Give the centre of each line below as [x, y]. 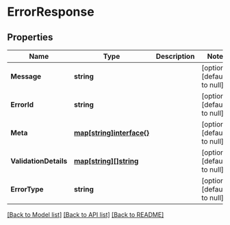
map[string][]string [106, 161]
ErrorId [22, 105]
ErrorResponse [51, 12]
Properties [30, 37]
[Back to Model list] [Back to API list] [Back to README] [86, 215]
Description [175, 56]
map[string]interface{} [112, 133]
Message [26, 76]
